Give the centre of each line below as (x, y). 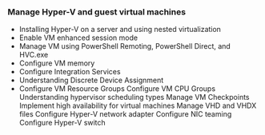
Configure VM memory (57, 63)
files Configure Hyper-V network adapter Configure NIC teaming (125, 114)
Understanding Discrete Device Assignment (91, 80)
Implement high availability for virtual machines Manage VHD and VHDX (138, 105)
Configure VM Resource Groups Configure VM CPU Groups (117, 89)
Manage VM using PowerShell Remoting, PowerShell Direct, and (125, 46)
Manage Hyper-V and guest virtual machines (96, 12)
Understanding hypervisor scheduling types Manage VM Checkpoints (134, 97)
